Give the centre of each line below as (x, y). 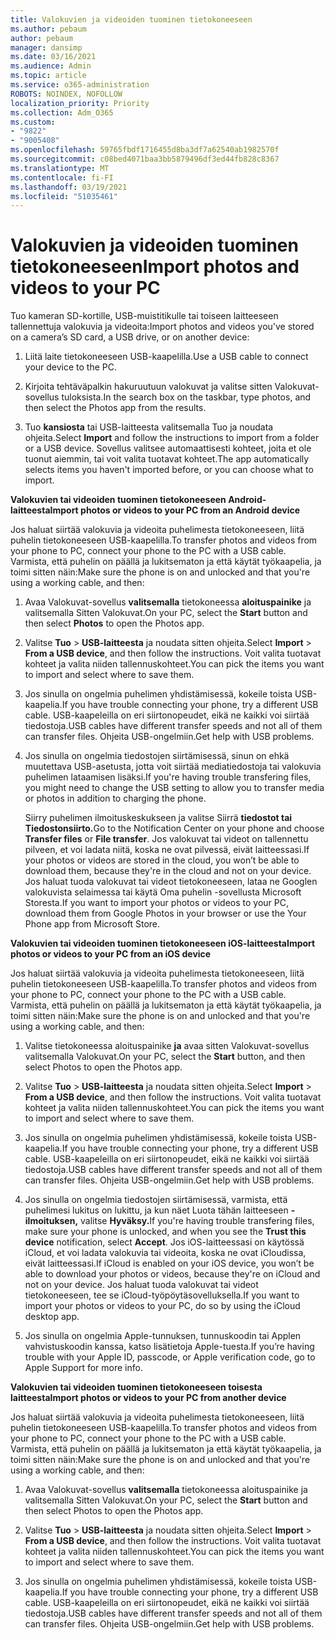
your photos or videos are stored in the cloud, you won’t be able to (162, 860)
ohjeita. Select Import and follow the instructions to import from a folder (172, 438)
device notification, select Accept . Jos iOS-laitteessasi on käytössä (164, 1242)
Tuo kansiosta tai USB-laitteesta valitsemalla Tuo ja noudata (149, 427)
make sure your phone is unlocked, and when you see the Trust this (165, 1232)
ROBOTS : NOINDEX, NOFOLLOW (66, 94)
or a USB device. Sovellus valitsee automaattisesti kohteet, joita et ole (168, 448)
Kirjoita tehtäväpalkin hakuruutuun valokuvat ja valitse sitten (148, 387)
